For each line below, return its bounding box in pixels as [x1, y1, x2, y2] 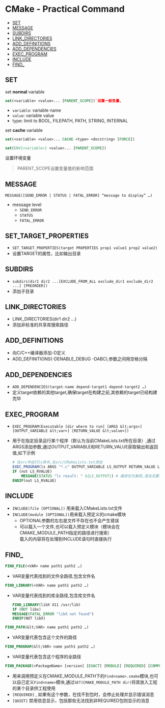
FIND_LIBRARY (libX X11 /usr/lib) [12, 602, 81, 607]
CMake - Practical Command [5, 3, 125, 15]
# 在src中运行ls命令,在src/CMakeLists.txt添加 [12, 460, 103, 465]
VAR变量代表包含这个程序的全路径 [12, 654, 82, 660]
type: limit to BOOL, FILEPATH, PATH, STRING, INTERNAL [12, 118, 128, 123]
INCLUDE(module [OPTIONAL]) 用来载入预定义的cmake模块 [12, 511, 126, 517]
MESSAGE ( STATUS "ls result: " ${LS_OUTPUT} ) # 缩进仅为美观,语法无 [21, 473, 156, 478]
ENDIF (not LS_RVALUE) [12, 478, 56, 483]
